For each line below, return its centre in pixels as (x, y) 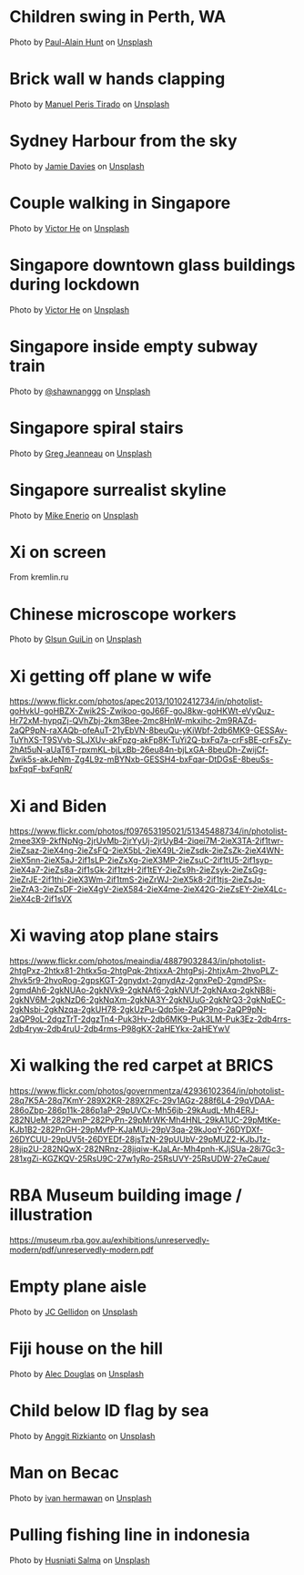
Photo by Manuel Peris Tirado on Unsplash (90, 104)
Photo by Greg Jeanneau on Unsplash (81, 453)
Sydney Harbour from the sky (124, 141)
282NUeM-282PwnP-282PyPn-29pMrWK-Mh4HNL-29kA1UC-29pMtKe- (145, 1120)
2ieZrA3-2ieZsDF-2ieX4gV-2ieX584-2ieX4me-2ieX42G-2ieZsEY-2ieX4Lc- (148, 890)
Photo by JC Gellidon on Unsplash (74, 1312)
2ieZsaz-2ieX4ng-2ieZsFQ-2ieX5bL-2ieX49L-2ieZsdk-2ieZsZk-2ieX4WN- (147, 850)
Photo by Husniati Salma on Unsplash (80, 1560)
